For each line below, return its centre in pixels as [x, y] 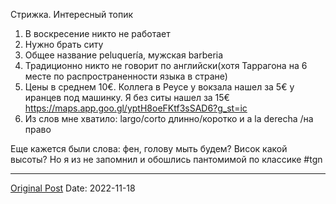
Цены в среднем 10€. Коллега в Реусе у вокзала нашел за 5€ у [159, 87]
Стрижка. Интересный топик [72, 14]
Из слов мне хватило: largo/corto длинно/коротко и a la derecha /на [169, 118]
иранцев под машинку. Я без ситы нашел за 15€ [127, 97]
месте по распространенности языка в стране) [126, 76]
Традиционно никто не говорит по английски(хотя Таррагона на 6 [166, 65]
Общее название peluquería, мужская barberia [124, 55]
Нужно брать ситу [64, 44]
